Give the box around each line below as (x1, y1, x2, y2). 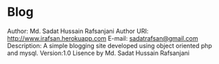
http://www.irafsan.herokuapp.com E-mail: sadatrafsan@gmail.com (7, 34, 198, 42)
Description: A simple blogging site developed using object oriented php (7, 41, 212, 50)
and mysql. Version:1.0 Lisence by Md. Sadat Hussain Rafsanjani (7, 49, 190, 57)
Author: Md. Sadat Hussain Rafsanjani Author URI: (7, 27, 149, 35)
